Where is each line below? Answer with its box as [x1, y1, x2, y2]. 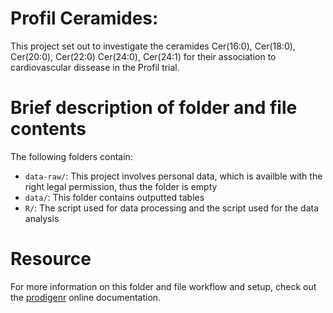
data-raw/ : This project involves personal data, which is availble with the [24, 170, 323, 182]
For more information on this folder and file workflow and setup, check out [10, 280, 317, 292]
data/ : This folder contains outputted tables [24, 191, 205, 203]
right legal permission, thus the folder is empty [24, 180, 218, 192]
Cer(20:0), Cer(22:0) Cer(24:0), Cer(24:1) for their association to [10, 50, 277, 62]
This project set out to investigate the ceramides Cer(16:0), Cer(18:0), [10, 40, 296, 52]
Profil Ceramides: [10, 7, 159, 30]
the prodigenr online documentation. [10, 291, 162, 303]
